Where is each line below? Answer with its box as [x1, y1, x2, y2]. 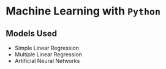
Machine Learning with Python [6, 4, 160, 18]
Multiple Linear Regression [14, 51, 82, 58]
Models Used [6, 28, 58, 39]
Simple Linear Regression [14, 44, 80, 51]
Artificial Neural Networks [14, 57, 80, 64]
